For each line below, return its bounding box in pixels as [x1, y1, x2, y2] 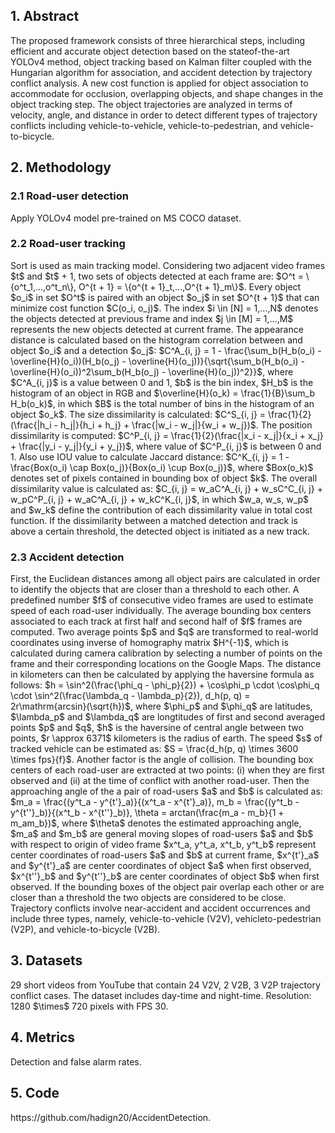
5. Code [10, 1085, 60, 1102]
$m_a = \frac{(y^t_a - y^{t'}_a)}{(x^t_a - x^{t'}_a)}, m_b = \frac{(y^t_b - [10, 796, 300, 808]
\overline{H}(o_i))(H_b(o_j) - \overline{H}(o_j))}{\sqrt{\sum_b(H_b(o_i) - [10, 355, 305, 367]
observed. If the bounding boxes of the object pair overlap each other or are [10, 881, 325, 893]
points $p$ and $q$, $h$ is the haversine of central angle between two [10, 722, 304, 734]
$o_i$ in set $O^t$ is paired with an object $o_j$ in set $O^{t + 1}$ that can [10, 291, 320, 303]
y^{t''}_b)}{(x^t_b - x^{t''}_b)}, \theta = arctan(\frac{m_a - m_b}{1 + [10, 807, 285, 819]
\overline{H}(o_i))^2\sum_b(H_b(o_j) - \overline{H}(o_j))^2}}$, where [10, 365, 294, 378]
